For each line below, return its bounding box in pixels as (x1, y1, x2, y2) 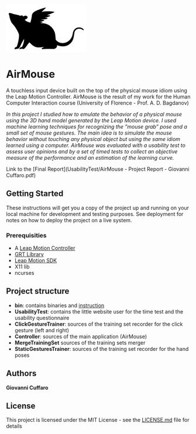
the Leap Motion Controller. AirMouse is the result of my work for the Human (6, 93, 191, 100)
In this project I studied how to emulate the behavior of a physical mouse (6, 111, 183, 118)
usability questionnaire (14, 314, 70, 321)
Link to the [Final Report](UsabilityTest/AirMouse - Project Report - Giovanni (6, 166, 190, 173)
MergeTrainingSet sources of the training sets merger (14, 339, 146, 346)
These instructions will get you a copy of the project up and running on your (6, 204, 189, 211)
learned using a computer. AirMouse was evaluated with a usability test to (6, 142, 186, 149)
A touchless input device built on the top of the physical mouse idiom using (6, 87, 187, 94)
